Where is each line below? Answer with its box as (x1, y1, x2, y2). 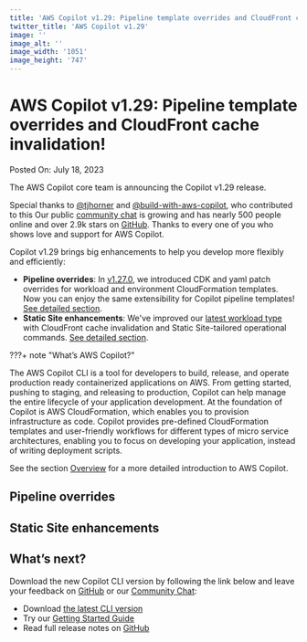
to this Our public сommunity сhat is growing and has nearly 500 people (9, 209, 281, 220)
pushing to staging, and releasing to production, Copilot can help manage (9, 386, 286, 397)
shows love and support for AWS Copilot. (9, 228, 164, 239)
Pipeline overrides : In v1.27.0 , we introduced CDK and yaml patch (22, 273, 271, 284)
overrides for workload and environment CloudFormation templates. (22, 283, 279, 294)
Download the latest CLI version (22, 603, 143, 614)
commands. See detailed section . (22, 332, 149, 342)
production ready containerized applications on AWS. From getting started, (9, 376, 292, 388)
